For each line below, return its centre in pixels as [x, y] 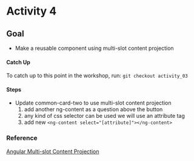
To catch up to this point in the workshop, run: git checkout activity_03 [97, 76]
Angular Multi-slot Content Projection [53, 151]
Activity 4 [32, 11]
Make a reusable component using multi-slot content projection [94, 48]
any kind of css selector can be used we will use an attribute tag [104, 116]
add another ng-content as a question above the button [93, 109]
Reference [22, 138]
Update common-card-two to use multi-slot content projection [93, 103]
